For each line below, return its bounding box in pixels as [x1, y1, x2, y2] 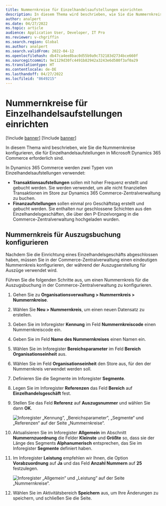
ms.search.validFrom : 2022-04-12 [5, 48, 74, 53]
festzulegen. [12, 465, 38, 471]
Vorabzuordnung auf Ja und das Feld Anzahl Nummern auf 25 [12, 460, 142, 466]
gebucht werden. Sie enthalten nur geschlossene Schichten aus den [12, 206, 152, 212]
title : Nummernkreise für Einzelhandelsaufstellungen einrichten [5, 7, 142, 12]
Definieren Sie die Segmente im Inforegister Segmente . [12, 375, 126, 381]
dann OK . [12, 405, 33, 411]
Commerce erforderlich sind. [5, 155, 65, 161]
